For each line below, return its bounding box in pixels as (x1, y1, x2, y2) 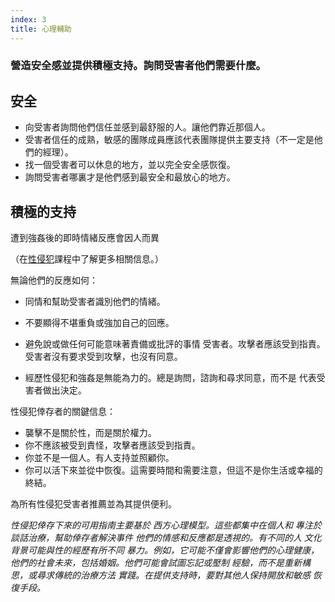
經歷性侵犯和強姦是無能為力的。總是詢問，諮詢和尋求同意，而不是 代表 (24, 372, 317, 384)
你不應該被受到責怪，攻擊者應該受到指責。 (24, 439, 201, 451)
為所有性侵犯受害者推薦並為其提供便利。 (10, 498, 177, 510)
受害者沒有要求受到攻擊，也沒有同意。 (24, 351, 183, 363)
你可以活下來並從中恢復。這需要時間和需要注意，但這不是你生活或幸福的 (24, 464, 323, 476)
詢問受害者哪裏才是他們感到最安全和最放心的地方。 (24, 171, 236, 183)
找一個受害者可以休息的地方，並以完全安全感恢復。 (24, 159, 236, 171)
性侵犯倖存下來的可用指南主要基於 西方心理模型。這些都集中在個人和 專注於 (10, 519, 322, 531)
